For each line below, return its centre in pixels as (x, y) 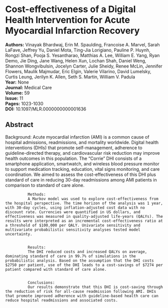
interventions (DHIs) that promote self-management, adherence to (74, 148)
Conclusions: (41, 283)
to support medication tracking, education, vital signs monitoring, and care (82, 169)
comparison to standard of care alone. (45, 185)
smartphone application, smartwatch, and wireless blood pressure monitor (82, 164)
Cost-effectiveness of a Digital (70, 9)
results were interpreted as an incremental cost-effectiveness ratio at (84, 221)
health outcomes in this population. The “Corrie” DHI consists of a (73, 158)
